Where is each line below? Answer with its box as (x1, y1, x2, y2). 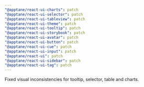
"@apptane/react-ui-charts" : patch (4, 7, 79, 12)
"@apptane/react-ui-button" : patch (4, 40, 79, 45)
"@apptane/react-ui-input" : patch (4, 49, 77, 54)
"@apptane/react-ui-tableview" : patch (4, 16, 85, 21)
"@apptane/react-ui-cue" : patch (4, 44, 72, 49)
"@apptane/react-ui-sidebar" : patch (4, 58, 81, 63)
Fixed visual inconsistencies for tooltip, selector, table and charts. (4, 77, 139, 83)
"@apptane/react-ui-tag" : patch (4, 63, 72, 68)
